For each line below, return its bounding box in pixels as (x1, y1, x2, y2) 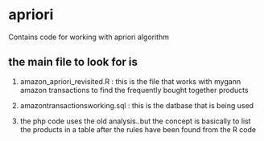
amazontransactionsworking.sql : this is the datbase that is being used (19, 100, 254, 110)
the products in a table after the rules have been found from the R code (19, 124, 256, 134)
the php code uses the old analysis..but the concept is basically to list (19, 116, 251, 126)
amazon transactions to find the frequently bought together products (19, 85, 249, 95)
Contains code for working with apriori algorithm (8, 32, 169, 42)
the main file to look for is (8, 55, 138, 69)
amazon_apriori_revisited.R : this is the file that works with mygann (19, 76, 241, 86)
